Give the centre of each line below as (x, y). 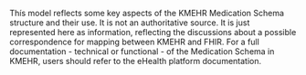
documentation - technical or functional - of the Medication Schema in (142, 52)
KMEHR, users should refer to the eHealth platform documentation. (136, 61)
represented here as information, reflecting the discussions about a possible (153, 32)
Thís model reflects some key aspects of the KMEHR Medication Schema (147, 13)
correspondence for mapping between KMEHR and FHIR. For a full (135, 42)
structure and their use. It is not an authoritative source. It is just (130, 23)
